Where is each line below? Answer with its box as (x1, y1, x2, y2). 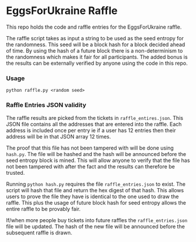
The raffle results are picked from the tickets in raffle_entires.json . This (6, 114, 183, 121)
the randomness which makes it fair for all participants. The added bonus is (6, 53, 188, 60)
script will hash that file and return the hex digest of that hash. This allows (6, 186, 184, 193)
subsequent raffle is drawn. (6, 229, 73, 236)
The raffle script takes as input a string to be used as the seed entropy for (6, 34, 184, 42)
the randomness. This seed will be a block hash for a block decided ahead (6, 41, 185, 48)
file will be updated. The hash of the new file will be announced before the (6, 223, 185, 230)
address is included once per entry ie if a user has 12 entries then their (6, 127, 176, 134)
